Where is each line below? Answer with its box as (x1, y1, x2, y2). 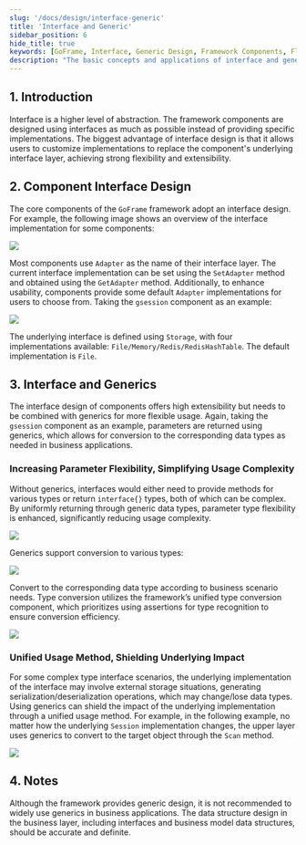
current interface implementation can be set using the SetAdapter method (9, 266, 285, 278)
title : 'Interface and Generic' (9, 22, 132, 31)
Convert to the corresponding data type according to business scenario (9, 581, 279, 593)
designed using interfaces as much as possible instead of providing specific (9, 123, 295, 134)
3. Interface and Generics (9, 377, 158, 392)
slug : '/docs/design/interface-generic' (9, 13, 166, 23)
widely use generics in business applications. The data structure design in (9, 807, 288, 818)
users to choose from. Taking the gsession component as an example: (9, 296, 272, 307)
